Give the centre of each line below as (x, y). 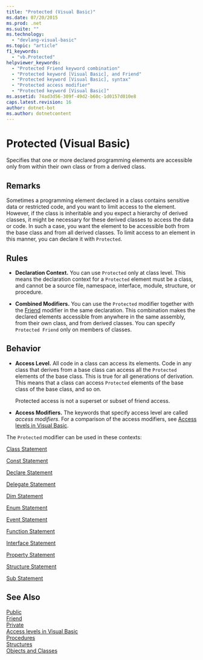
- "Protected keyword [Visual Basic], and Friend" (77, 74)
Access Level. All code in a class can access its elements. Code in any (103, 363)
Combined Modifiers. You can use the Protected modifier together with (105, 303)
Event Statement (27, 519)
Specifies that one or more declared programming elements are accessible (99, 160)
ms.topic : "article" (32, 46)
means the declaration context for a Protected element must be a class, (104, 279)
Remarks (24, 186)
